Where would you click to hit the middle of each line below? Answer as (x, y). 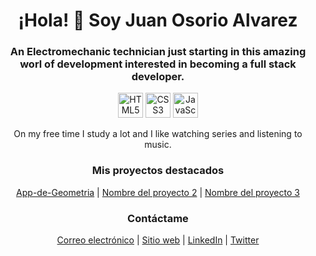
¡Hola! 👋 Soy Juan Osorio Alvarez (158, 20)
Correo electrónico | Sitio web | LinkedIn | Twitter (158, 240)
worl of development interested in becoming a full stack (158, 64)
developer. (158, 77)
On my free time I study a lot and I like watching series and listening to (158, 134)
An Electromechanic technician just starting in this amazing (158, 52)
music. (158, 145)
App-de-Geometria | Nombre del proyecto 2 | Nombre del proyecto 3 (158, 192)
